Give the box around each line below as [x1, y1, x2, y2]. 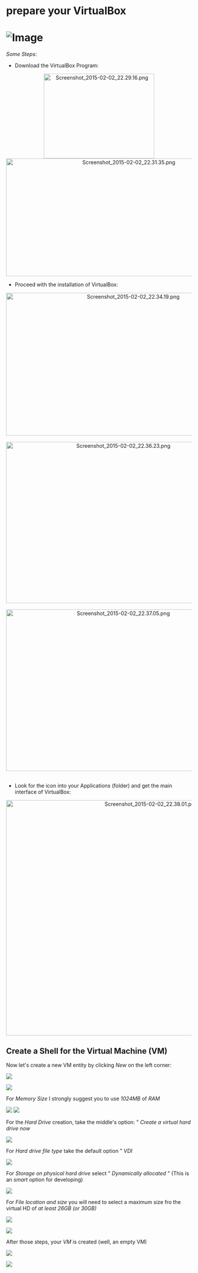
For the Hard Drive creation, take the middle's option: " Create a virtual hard [6, 1118, 191, 1126]
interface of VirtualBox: [14, 788, 71, 796]
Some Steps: [6, 51, 37, 58]
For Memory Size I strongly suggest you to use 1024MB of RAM [6, 1095, 160, 1102]
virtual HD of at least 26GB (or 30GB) [6, 1205, 97, 1212]
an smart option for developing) [6, 1176, 84, 1183]
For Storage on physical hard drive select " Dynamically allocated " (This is [6, 1169, 190, 1176]
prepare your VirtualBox [6, 4, 127, 18]
